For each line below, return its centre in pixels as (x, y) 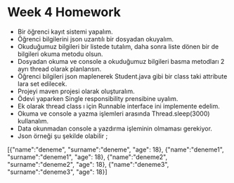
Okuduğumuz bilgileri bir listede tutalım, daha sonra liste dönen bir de (118, 46)
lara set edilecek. (42, 83)
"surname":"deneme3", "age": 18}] (57, 172)
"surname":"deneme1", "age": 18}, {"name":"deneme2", (87, 157)
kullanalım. (33, 121)
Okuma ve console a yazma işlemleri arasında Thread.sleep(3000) (113, 114)
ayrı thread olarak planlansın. (59, 69)
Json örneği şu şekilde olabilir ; (63, 136)
